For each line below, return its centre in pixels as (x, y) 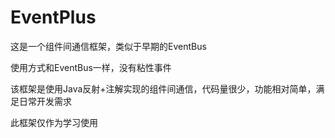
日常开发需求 (45, 101)
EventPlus (53, 17)
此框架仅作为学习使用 (54, 122)
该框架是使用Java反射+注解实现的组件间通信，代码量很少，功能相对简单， (163, 88)
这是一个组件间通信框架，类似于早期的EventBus (108, 46)
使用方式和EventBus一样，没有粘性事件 (91, 67)
